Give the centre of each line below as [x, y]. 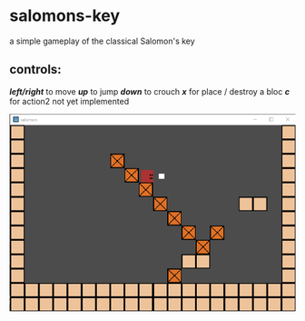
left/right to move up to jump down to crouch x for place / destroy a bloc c [150, 91]
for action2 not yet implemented [69, 101]
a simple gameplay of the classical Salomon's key [102, 41]
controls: [35, 70]
